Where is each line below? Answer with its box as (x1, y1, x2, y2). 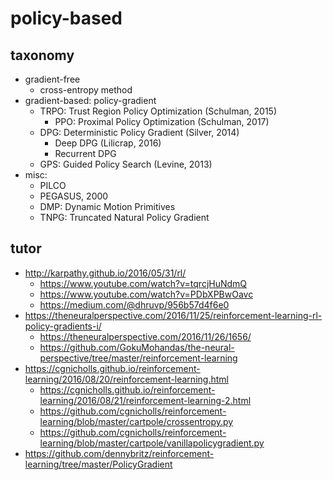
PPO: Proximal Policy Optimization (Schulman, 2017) (54, 116, 270, 127)
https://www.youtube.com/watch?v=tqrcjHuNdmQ (39, 277, 248, 289)
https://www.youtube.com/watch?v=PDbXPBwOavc (39, 288, 254, 300)
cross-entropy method (39, 84, 133, 96)
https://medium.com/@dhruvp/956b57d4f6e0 (39, 298, 230, 311)
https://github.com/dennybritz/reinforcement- (24, 447, 215, 459)
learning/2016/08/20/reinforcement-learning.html (24, 373, 229, 385)
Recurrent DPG (54, 148, 117, 159)
